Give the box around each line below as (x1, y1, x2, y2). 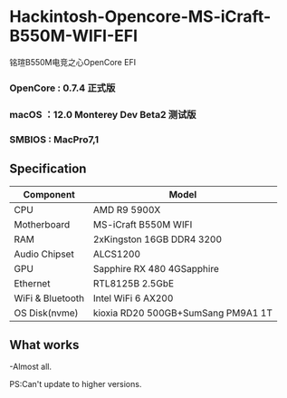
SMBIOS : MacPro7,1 (9, 133, 100, 146)
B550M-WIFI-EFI (9, 25, 139, 46)
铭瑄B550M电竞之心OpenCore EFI (9, 56, 137, 67)
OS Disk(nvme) (14, 306, 79, 319)
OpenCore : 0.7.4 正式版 (9, 82, 116, 94)
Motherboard (14, 218, 71, 230)
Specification (9, 161, 87, 177)
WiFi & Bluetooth (14, 292, 84, 305)
